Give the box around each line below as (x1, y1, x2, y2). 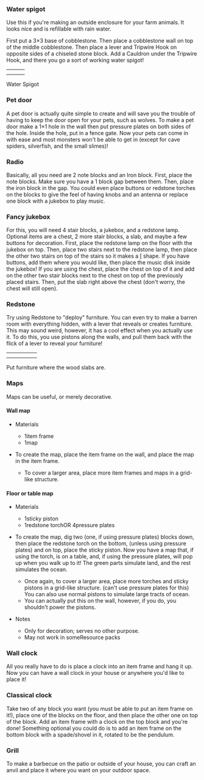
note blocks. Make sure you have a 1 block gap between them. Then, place (6, 178, 194, 185)
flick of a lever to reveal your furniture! (6, 340, 103, 347)
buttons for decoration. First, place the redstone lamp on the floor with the (6, 239, 193, 247)
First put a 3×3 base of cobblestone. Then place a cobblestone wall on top (6, 37, 194, 45)
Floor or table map (6, 489, 54, 497)
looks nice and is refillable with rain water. (6, 25, 111, 32)
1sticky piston (24, 515, 59, 522)
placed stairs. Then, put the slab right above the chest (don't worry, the (6, 279, 186, 286)
